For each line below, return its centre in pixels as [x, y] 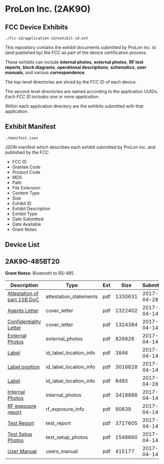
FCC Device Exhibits [37, 27]
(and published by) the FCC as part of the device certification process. [76, 53]
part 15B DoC [23, 300]
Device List [22, 245]
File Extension [26, 187]
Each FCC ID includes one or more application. [52, 97]
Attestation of [23, 294]
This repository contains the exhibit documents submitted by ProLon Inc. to [81, 47]
